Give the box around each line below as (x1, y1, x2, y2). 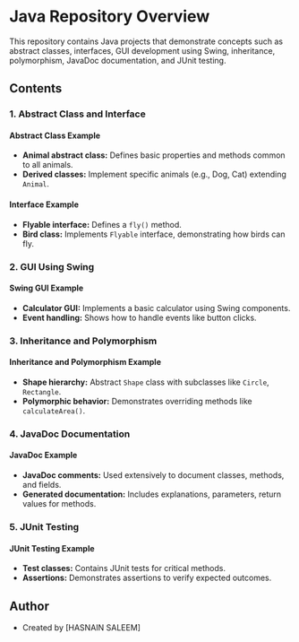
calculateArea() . (21, 405, 86, 416)
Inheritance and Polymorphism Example (9, 357, 161, 368)
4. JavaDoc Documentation (9, 428, 131, 440)
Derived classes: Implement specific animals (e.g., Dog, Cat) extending (21, 169, 286, 180)
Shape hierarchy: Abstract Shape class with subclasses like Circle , (21, 377, 270, 387)
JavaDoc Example (9, 450, 78, 461)
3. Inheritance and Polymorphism (9, 334, 158, 347)
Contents (9, 81, 63, 96)
